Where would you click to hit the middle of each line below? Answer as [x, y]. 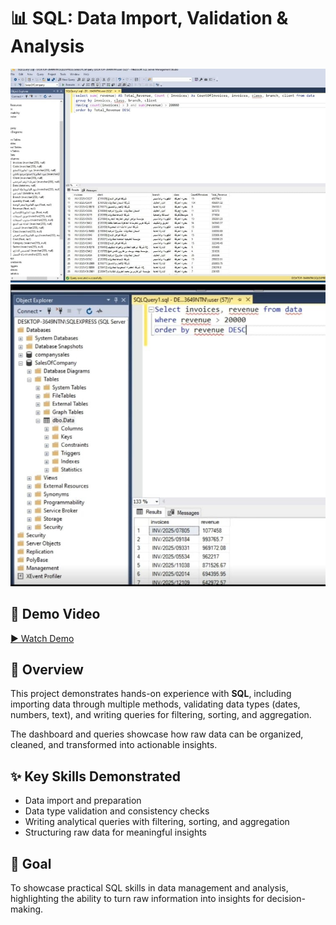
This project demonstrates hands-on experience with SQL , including [151, 694]
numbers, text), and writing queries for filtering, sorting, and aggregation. [161, 715]
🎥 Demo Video [55, 614]
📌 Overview [47, 669]
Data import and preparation [83, 801]
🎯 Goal [31, 863]
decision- [286, 898]
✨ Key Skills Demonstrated [95, 776]
